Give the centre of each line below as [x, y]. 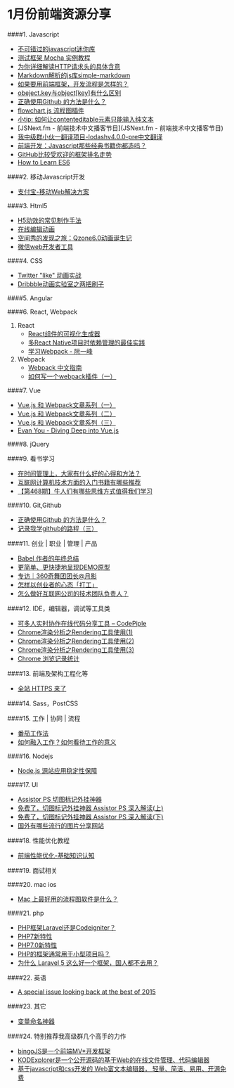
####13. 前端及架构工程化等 [48, 673]
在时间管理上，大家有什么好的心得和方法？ [79, 473]
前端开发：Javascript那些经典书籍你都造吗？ [82, 146]
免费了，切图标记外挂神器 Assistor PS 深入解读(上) [90, 808]
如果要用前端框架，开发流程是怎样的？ [73, 84]
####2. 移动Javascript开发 [46, 177]
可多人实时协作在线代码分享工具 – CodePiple [82, 623]
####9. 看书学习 [31, 459]
